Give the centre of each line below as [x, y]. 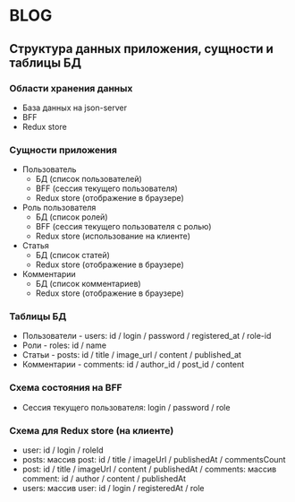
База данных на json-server [75, 108]
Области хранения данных [71, 88]
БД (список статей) [72, 255]
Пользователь [49, 169]
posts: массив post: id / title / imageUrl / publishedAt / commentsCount [154, 460]
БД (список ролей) [72, 217]
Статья [35, 246]
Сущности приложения [63, 150]
